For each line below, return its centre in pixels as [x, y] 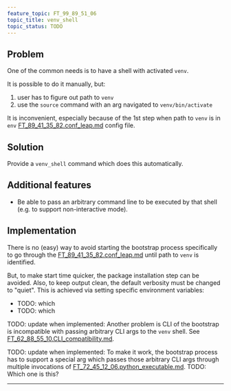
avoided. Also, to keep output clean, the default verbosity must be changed [114, 282]
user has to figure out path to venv [65, 98]
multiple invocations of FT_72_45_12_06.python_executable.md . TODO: [107, 366]
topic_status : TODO [35, 26]
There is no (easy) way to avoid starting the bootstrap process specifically [112, 247]
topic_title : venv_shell [43, 20]
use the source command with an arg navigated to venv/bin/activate [115, 105]
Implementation [42, 231]
